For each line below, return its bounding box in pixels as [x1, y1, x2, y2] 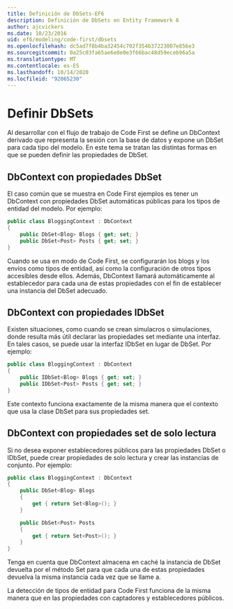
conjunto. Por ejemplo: [7, 461, 73, 469]
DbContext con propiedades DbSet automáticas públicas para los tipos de [7, 197, 220, 206]
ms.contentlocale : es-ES [7, 62, 80, 69]
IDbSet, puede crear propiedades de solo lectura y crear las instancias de [7, 453, 219, 461]
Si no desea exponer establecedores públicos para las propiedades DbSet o [7, 445, 226, 454]
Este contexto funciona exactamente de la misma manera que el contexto [7, 399, 218, 408]
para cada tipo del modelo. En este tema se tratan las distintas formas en [7, 143, 217, 152]
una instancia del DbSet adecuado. [7, 286, 108, 294]
